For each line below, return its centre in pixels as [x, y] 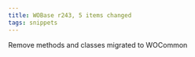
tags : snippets [33, 23]
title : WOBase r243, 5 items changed [70, 15]
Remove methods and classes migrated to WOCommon [98, 45]
